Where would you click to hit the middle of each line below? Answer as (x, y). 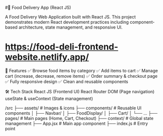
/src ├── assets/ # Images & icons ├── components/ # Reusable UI (73, 108)
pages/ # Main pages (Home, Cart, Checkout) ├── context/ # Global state (79, 118)
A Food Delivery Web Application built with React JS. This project (71, 17)
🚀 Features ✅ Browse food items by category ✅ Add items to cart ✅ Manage (81, 70)
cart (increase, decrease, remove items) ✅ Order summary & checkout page (81, 76)
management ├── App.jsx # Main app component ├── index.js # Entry (77, 123)
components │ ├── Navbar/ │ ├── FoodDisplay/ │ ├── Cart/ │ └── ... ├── (81, 113)
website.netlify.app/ (47, 57)
